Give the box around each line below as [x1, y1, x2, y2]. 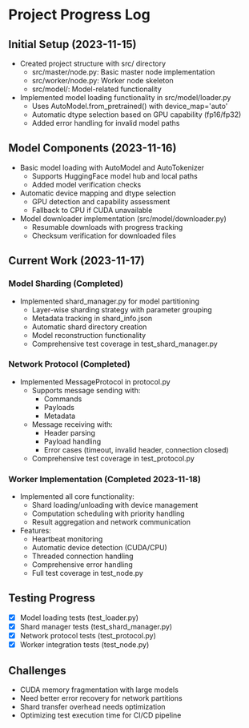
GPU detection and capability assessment [31, 196, 171, 206]
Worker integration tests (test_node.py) [19, 640, 150, 650]
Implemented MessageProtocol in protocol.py [19, 376, 171, 386]
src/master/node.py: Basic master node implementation [31, 67, 215, 77]
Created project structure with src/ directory [19, 58, 167, 68]
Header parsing [43, 428, 96, 437]
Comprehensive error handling [31, 560, 134, 569]
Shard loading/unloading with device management [31, 501, 199, 510]
